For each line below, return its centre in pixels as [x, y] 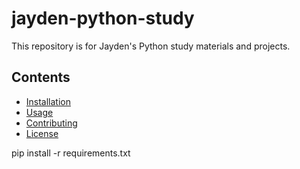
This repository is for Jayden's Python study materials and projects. [151, 46]
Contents [41, 77]
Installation [48, 101]
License [42, 133]
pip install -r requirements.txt [71, 153]
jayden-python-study [103, 18]
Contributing [51, 123]
